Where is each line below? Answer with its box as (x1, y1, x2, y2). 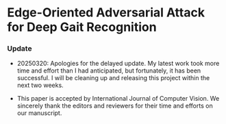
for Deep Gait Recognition (7, 19, 157, 35)
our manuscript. (16, 109, 62, 117)
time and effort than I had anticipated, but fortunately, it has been (16, 66, 201, 75)
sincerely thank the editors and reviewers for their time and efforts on (16, 101, 214, 110)
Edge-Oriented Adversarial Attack (7, 5, 205, 21)
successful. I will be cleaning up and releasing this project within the (16, 74, 210, 82)
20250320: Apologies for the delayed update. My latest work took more (16, 60, 220, 68)
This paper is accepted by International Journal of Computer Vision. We (16, 95, 220, 103)
